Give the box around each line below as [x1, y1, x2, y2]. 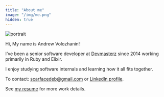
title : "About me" [5, 7, 44, 13]
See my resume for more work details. [5, 86, 86, 92]
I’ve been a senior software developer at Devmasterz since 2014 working [5, 51, 159, 57]
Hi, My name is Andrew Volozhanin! [5, 41, 80, 47]
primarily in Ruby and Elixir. [5, 56, 62, 62]
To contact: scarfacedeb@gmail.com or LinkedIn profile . [5, 76, 124, 82]
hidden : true [5, 17, 33, 22]
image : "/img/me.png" [5, 12, 52, 17]
